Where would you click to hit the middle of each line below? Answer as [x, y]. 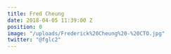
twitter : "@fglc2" [34, 40]
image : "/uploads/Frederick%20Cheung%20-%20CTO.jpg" [86, 33]
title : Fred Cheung [36, 14]
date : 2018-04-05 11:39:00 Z [50, 20]
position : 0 [25, 27]
